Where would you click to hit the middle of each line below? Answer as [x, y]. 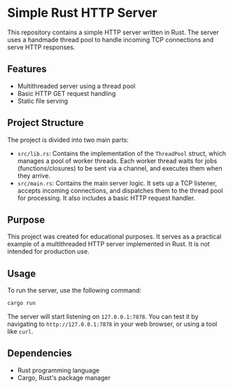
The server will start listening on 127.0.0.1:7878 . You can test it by [103, 317]
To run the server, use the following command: [75, 290]
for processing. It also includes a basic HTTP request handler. [106, 198]
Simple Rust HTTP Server [82, 13]
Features [27, 69]
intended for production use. [48, 252]
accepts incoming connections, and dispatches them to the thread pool [120, 190]
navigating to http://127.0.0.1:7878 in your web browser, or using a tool [112, 324]
